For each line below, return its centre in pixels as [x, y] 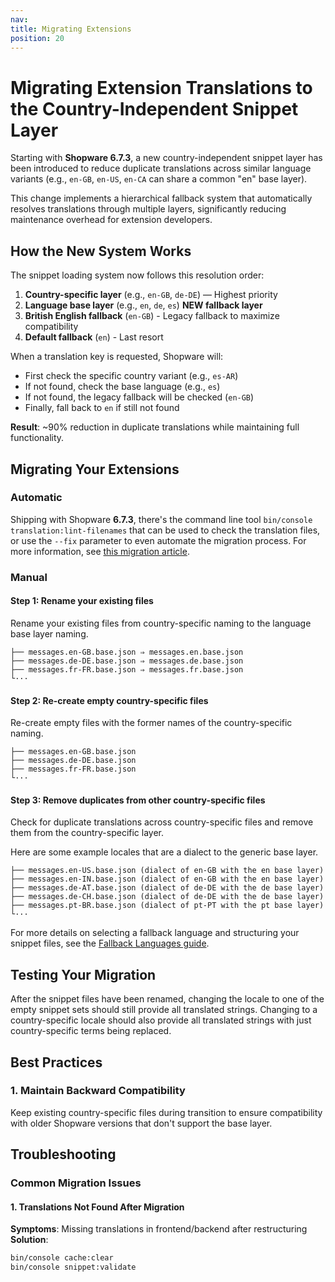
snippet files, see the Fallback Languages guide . [110, 943]
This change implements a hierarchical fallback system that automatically [161, 198]
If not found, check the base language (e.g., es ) [122, 387]
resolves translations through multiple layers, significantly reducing [148, 209]
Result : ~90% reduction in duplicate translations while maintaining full [155, 427]
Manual [29, 577]
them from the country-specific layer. [87, 833]
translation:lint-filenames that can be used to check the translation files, [165, 530]
